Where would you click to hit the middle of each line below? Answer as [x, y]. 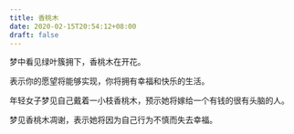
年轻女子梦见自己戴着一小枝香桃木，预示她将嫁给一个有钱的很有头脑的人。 [149, 100]
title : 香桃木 [34, 18]
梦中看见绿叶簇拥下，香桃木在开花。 [78, 62]
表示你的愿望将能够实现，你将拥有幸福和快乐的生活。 [110, 81]
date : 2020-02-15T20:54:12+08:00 [73, 26]
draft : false [34, 35]
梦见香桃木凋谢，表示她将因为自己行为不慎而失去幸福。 [113, 120]
